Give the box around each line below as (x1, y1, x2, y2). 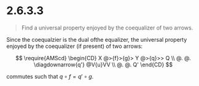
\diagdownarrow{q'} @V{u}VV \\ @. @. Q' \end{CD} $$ (33, 61, 173, 68)
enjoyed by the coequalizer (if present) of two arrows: (6, 42, 143, 50)
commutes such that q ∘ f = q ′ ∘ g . (6, 72, 94, 80)
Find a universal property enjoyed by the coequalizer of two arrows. (21, 24, 193, 31)
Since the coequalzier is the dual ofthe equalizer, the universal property (6, 36, 187, 43)
